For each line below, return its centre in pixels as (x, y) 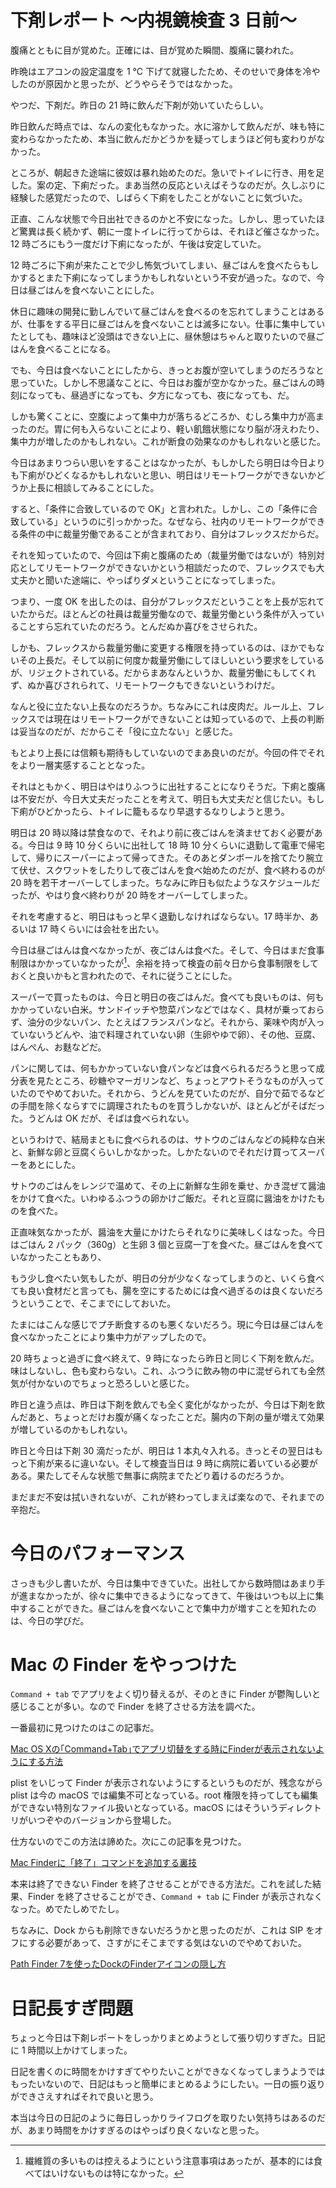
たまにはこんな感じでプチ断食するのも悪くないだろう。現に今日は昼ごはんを (167, 1324)
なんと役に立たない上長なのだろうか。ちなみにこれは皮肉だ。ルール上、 (159, 706)
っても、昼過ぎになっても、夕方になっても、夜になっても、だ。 (165, 395)
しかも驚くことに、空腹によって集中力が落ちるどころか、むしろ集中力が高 (163, 416)
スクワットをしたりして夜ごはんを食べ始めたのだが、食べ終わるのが (185, 870)
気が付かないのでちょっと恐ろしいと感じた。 (102, 1383)
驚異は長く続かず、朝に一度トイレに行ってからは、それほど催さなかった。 (171, 231)
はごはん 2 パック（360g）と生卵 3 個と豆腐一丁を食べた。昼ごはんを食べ (163, 1244)
